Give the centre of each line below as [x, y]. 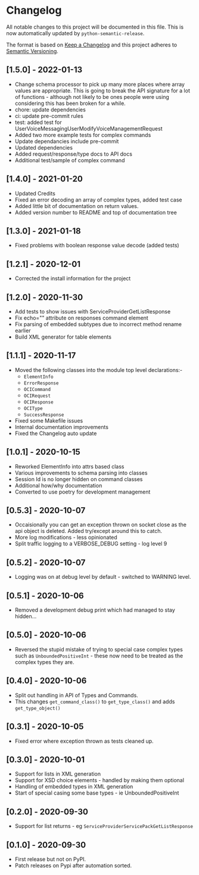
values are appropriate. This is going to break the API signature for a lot [102, 91]
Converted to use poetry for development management [83, 492]
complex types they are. [44, 662]
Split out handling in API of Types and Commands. [76, 695]
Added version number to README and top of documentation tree [96, 212]
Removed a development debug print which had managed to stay [95, 610]
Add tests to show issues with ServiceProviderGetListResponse [93, 311]
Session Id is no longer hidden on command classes [79, 479]
